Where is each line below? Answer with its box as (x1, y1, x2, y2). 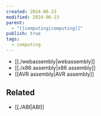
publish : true (6, 31, 41, 37)
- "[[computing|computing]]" (11, 25, 83, 31)
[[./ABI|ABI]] (14, 103, 44, 110)
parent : (6, 20, 25, 25)
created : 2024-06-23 (6, 8, 57, 15)
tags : (6, 36, 19, 42)
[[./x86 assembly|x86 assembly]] (14, 64, 96, 71)
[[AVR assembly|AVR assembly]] (14, 70, 95, 78)
